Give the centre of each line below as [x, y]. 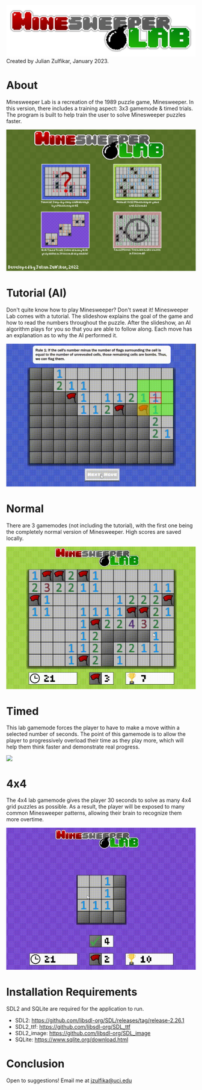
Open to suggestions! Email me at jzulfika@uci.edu [69, 1080]
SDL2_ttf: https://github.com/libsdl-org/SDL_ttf [73, 1027]
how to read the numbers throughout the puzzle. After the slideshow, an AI [99, 322]
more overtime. [25, 819]
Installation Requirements [72, 992]
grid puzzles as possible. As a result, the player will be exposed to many [96, 807]
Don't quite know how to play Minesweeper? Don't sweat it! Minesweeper [97, 310]
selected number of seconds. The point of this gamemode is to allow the [96, 734]
